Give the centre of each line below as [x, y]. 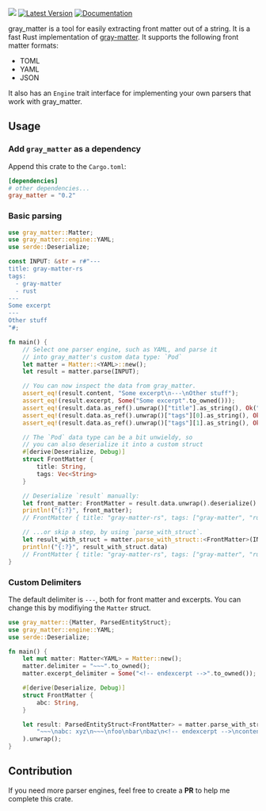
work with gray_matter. [46, 102]
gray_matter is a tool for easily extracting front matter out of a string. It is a [129, 29]
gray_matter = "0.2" [42, 196]
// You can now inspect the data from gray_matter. [109, 386]
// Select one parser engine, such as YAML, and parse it [120, 349]
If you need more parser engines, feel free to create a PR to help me [119, 790]
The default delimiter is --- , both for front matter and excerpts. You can [125, 599]
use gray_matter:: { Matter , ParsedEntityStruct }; [90, 622]
